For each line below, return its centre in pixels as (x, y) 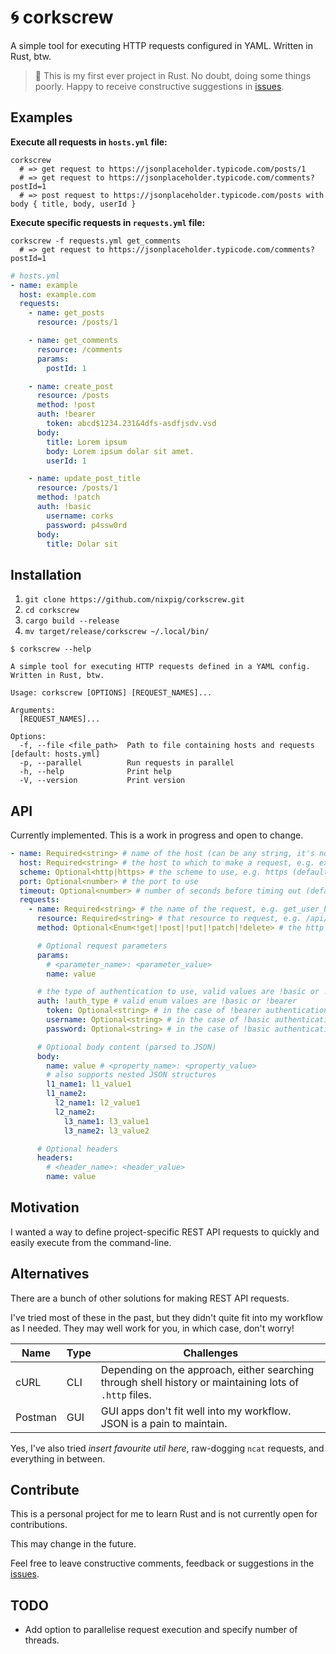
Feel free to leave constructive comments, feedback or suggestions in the (162, 1563)
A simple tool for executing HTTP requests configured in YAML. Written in (161, 45)
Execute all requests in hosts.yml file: (89, 142)
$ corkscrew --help (51, 649)
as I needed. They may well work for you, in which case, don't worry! (152, 1328)
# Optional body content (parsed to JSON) (126, 1047)
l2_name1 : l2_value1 (97, 1103)
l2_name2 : (75, 1112)
